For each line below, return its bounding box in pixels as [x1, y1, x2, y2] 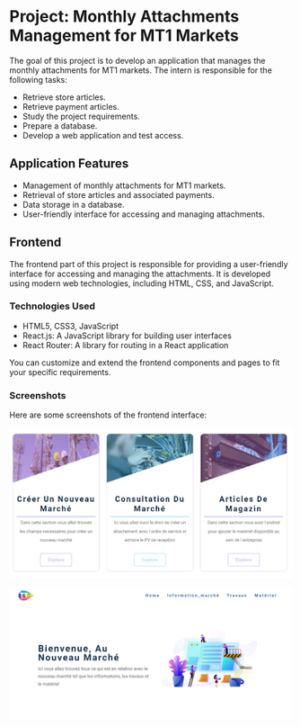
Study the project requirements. [22, 111, 141, 121]
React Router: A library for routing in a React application [22, 339, 229, 350]
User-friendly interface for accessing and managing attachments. [22, 209, 265, 220]
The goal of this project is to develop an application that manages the [9, 55, 266, 66]
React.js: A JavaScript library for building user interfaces [22, 330, 232, 341]
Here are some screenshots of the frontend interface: [9, 409, 207, 420]
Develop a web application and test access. [22, 130, 184, 140]
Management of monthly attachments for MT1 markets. [22, 180, 226, 191]
